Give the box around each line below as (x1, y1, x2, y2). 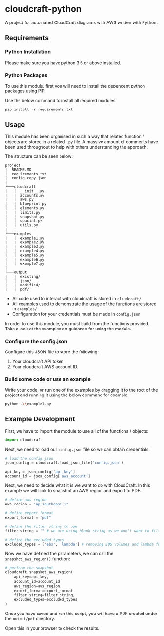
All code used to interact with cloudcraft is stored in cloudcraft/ (12, 295, 142, 301)
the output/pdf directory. (5, 616, 55, 622)
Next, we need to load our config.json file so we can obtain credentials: (5, 446, 150, 452)
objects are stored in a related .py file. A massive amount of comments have (5, 138, 159, 145)
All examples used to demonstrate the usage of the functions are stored (12, 301, 157, 307)
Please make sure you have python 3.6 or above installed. (5, 60, 121, 66)
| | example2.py (5, 240, 45, 245)
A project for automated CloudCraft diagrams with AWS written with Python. (5, 20, 158, 25)
